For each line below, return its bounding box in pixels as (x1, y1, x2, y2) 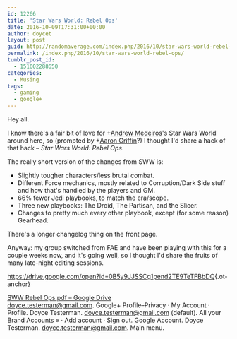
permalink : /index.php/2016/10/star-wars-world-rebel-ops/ (7, 50, 185, 57)
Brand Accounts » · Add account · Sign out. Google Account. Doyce (7, 316, 204, 324)
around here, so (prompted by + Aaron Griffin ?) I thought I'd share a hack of (7, 136, 226, 145)
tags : (7, 83, 23, 90)
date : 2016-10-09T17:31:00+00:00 (7, 23, 106, 30)
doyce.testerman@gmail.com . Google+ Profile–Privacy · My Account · (7, 301, 210, 309)
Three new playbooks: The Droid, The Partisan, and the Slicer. (17, 201, 198, 209)
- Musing (13, 76, 39, 83)
